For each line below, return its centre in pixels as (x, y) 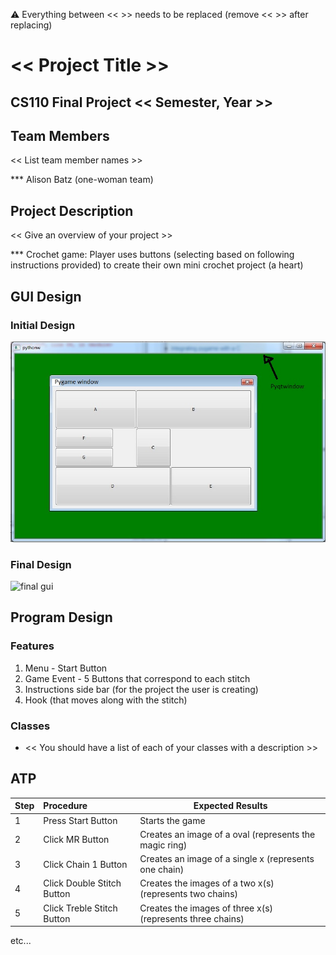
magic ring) (163, 845)
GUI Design (46, 296)
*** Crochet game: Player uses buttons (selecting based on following (152, 255)
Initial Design (43, 325)
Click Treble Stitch (80, 908)
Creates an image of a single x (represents (227, 859)
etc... (21, 941)
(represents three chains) (192, 918)
